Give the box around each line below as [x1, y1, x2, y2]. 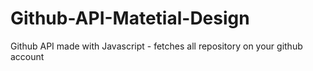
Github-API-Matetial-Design [10, 7, 250, 30]
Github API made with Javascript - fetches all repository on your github [10, 40, 303, 52]
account [10, 50, 45, 62]
